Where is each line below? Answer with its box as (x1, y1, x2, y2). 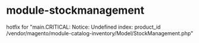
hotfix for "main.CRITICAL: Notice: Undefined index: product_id (6, 23, 161, 30)
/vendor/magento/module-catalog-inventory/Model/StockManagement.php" (6, 29, 194, 36)
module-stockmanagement (6, 4, 145, 17)
